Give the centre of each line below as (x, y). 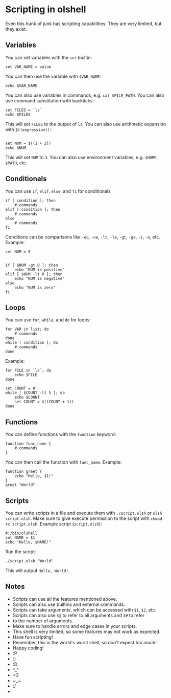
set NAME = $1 (20, 538)
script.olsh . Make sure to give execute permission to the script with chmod (84, 518)
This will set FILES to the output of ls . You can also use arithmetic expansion (86, 124)
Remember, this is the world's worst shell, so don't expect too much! (85, 642)
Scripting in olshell (46, 9)
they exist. (16, 29)
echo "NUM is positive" (40, 270)
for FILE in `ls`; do (28, 370)
